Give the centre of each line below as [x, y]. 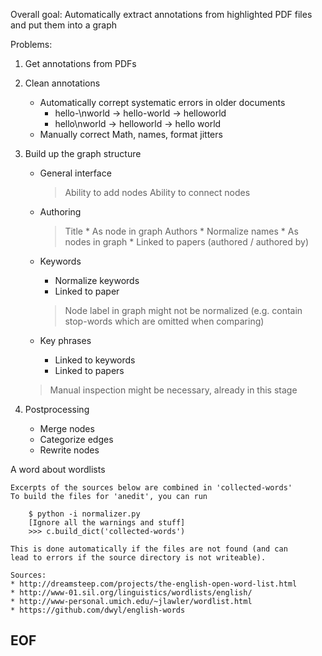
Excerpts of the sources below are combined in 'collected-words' [151, 488]
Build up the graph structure [83, 153]
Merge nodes [67, 428]
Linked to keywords [95, 360]
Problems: [31, 44]
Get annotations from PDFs [80, 63]
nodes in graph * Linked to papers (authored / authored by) [187, 242]
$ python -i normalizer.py [84, 514]
